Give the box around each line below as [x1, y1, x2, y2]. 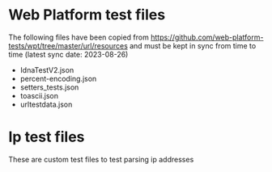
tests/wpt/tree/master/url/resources [8, 40, 128, 50]
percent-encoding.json [19, 73, 97, 83]
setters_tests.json [19, 82, 79, 92]
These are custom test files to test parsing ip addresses [8, 154, 194, 164]
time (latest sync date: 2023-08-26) [8, 49, 129, 59]
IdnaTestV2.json [19, 65, 74, 74]
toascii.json [19, 90, 59, 100]
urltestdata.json [19, 99, 73, 109]
